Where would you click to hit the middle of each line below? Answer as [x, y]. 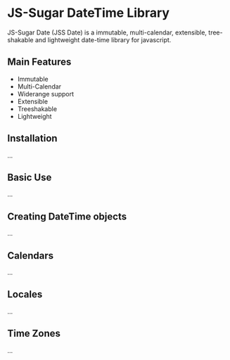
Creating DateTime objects [67, 216]
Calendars [31, 256]
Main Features [39, 62]
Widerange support [46, 94]
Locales [25, 294]
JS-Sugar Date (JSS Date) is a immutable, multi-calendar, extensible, [107, 32]
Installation [32, 139]
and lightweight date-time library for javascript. [103, 39]
